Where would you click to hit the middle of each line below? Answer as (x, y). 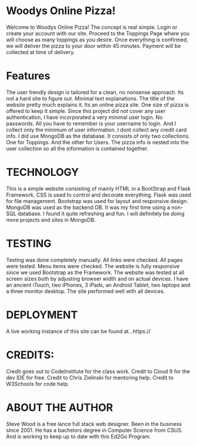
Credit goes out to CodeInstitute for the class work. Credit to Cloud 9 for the (98, 371)
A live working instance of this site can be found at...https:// (79, 331)
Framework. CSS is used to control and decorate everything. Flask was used (99, 195)
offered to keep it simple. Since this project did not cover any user (86, 111)
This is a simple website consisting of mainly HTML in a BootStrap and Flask (98, 188)
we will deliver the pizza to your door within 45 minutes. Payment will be (94, 46)
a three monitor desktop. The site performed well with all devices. (86, 291)
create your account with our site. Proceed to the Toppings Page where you (98, 33)
